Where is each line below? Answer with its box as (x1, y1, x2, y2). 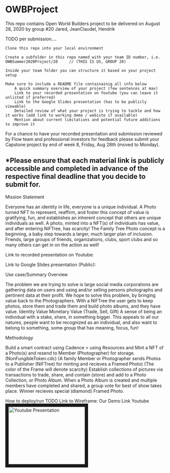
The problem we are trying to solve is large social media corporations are (5, 281, 159, 287)
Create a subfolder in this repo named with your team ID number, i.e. (5, 55, 160, 60)
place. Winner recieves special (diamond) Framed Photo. (5, 388, 125, 394)
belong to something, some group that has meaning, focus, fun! (5, 324, 139, 330)
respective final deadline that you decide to (5, 172, 146, 181)
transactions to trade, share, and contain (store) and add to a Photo (5, 371, 147, 377)
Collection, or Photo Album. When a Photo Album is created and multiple (5, 377, 157, 383)
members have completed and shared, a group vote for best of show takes (5, 382, 162, 389)
